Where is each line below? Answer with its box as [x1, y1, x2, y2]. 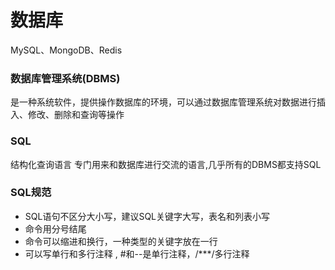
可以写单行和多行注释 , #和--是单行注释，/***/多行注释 [24, 247, 250, 260]
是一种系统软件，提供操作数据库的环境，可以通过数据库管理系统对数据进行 [10, 96, 317, 108]
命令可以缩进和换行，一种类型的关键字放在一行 [24, 235, 218, 247]
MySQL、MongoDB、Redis [10, 44, 123, 56]
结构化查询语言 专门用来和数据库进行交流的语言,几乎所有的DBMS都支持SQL [10, 158, 322, 170]
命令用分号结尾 [24, 222, 87, 235]
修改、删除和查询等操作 [27, 109, 125, 121]
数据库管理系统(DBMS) [10, 71, 121, 85]
